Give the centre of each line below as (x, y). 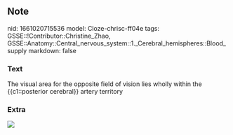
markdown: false (53, 50)
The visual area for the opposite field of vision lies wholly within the (105, 84)
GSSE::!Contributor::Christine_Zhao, (59, 36)
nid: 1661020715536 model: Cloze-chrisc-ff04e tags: (84, 28)
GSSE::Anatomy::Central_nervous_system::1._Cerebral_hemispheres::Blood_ (117, 43)
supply (17, 50)
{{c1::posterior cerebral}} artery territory (65, 92)
